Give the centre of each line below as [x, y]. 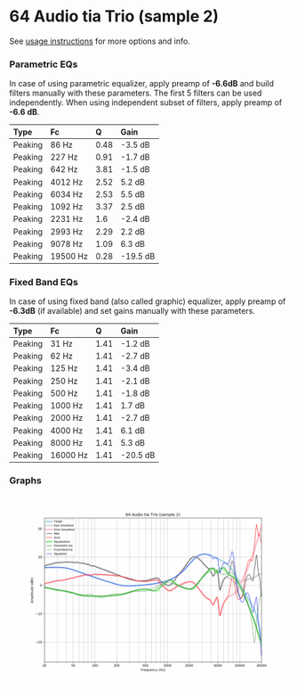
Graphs [25, 481]
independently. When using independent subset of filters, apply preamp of [146, 103]
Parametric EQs [44, 64]
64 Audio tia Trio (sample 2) [114, 16]
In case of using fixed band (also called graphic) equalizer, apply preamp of [148, 301]
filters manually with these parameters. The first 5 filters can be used [136, 93]
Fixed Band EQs [44, 282]
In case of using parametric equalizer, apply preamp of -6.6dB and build [141, 84]
